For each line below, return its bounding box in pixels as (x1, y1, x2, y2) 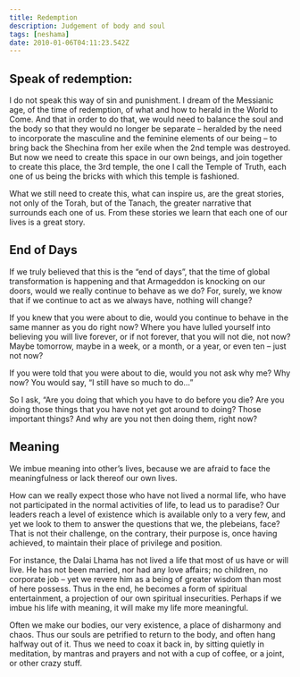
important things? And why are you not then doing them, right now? (9, 413, 258, 424)
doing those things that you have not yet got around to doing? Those (9, 403, 262, 414)
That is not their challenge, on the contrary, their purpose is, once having (9, 528, 278, 538)
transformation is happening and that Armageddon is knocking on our (9, 275, 266, 286)
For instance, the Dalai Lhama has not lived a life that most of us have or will (9, 554, 288, 565)
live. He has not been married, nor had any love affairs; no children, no (9, 564, 269, 575)
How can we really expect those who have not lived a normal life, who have (9, 489, 287, 501)
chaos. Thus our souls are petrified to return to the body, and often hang (9, 629, 276, 639)
